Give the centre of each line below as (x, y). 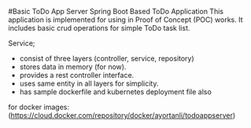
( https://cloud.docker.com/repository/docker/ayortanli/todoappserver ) (122, 115)
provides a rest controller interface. (77, 75)
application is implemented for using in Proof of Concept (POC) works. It (125, 20)
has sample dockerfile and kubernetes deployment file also (116, 92)
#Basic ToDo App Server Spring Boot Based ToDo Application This (116, 11)
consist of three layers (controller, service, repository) (107, 59)
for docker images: (39, 107)
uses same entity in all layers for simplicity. (89, 83)
